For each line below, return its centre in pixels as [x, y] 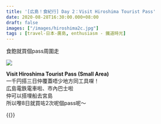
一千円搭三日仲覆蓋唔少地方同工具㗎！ [52, 81]
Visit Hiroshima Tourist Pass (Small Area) [57, 74]
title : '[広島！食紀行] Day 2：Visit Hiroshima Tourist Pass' [81, 12]
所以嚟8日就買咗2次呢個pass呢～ [46, 103]
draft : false [22, 22]
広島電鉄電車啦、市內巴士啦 [40, 89]
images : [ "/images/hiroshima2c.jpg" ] [52, 28]
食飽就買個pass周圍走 [33, 51]
